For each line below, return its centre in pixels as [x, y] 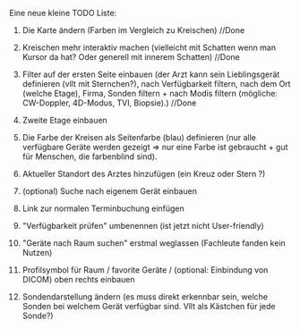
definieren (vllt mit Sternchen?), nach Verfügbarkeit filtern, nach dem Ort [156, 84]
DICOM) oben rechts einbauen [78, 279]
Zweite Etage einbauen [64, 120]
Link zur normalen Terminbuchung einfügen [103, 208]
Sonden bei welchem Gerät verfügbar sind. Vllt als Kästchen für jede [149, 306]
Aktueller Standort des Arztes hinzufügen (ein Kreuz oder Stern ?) [144, 174]
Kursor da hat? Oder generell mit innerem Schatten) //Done [131, 57]
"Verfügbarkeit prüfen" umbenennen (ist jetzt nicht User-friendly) [143, 226]
